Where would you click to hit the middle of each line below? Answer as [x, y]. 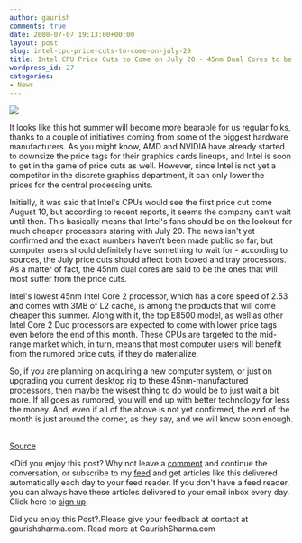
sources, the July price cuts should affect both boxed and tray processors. [148, 259]
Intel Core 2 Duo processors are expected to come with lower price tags [143, 324]
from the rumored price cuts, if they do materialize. [104, 353]
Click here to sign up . [49, 502]
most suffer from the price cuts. [69, 278]
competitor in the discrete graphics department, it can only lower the [137, 175]
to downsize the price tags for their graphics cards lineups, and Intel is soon [150, 156]
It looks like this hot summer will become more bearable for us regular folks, [150, 127]
